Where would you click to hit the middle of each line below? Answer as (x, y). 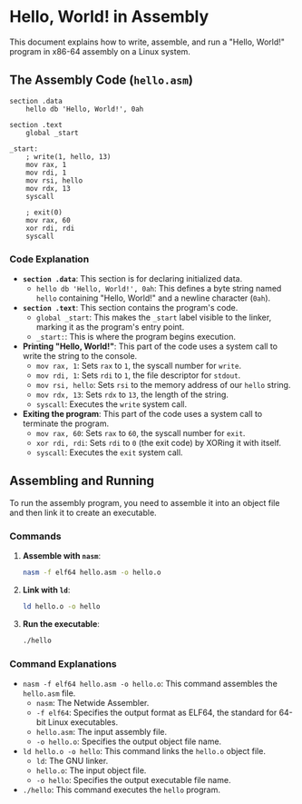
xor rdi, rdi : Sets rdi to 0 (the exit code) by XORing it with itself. (159, 443)
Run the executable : (61, 623)
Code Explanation (49, 259)
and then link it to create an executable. (83, 512)
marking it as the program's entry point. (110, 327)
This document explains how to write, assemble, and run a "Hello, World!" (147, 42)
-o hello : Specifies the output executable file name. (133, 780)
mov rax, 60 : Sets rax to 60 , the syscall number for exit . (141, 433)
